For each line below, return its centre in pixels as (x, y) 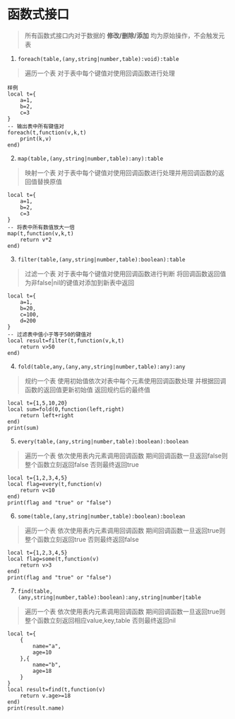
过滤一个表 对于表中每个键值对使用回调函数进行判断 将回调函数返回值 (125, 273)
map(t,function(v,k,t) (41, 233)
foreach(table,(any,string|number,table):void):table (98, 59)
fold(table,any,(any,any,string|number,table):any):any (101, 367)
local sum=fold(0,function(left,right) (66, 409)
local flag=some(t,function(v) (53, 559)
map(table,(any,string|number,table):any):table (90, 159)
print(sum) (23, 428)
